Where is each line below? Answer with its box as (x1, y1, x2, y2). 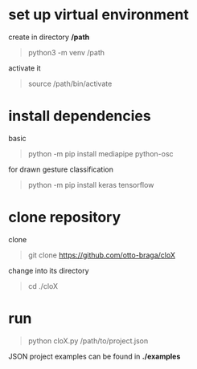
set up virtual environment (8, 6, 189, 24)
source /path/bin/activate (27, 79, 113, 88)
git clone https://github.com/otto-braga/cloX (27, 250, 175, 260)
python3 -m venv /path (27, 47, 105, 57)
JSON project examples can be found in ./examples (8, 351, 181, 361)
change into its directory (8, 266, 90, 275)
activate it (8, 63, 42, 73)
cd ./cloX (27, 281, 59, 290)
